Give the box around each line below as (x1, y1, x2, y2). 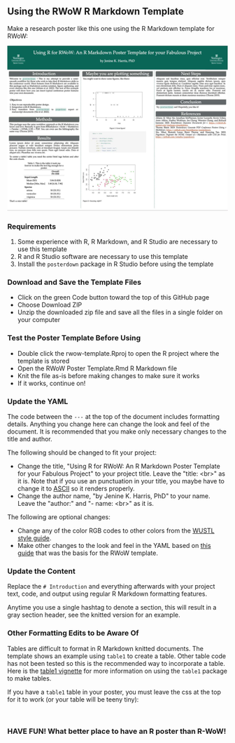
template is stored (17, 356, 70, 365)
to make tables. (7, 674, 52, 683)
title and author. (7, 435, 52, 443)
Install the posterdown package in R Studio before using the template (17, 260, 214, 269)
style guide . (17, 534, 52, 542)
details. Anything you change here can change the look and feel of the (7, 420, 210, 429)
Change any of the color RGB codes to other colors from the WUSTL (17, 526, 215, 535)
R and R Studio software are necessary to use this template (17, 253, 189, 261)
